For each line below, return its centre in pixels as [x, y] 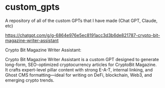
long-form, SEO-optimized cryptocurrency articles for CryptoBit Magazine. [81, 65]
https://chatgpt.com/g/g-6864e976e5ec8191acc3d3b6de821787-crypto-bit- [82, 35]
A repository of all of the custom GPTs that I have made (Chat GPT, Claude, [81, 21]
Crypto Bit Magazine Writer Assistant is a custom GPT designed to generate [82, 59]
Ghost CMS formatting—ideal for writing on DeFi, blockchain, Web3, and [79, 75]
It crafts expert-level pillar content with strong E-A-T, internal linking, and [79, 69]
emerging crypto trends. [30, 80]
